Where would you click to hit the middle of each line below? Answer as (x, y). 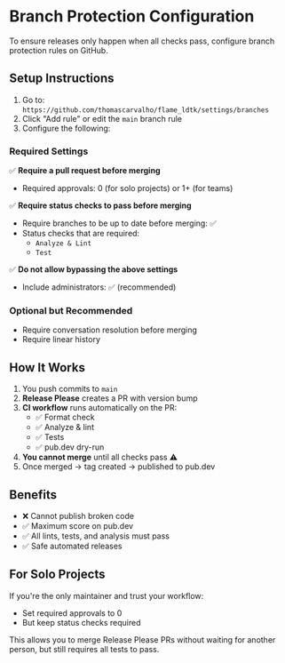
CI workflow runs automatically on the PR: (99, 408)
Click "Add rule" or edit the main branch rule (102, 118)
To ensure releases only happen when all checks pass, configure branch (142, 41)
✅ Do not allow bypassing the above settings (94, 269)
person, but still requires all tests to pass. (84, 649)
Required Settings (49, 151)
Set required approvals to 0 (72, 613)
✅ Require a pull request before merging (85, 171)
